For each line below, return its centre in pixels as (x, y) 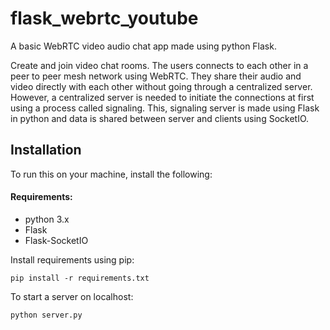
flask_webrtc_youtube (104, 18)
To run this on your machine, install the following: (111, 174)
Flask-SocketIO (56, 240)
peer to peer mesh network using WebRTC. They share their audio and (156, 76)
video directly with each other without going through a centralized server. (161, 86)
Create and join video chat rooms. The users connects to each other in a (159, 65)
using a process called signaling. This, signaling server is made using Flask (165, 108)
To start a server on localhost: (72, 296)
